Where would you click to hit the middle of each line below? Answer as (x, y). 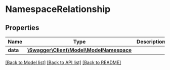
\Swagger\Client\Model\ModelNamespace (79, 50)
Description (151, 42)
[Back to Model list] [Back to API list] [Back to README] (63, 62)
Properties (22, 28)
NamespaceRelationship (58, 9)
